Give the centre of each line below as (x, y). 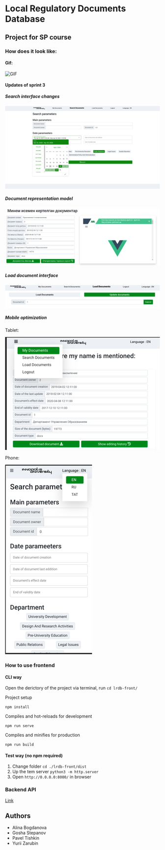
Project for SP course (38, 37)
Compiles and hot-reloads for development (49, 716)
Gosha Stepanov (29, 833)
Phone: (12, 458)
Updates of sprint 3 (25, 85)
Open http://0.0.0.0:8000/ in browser (52, 777)
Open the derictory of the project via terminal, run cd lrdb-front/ (71, 688)
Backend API (21, 789)
